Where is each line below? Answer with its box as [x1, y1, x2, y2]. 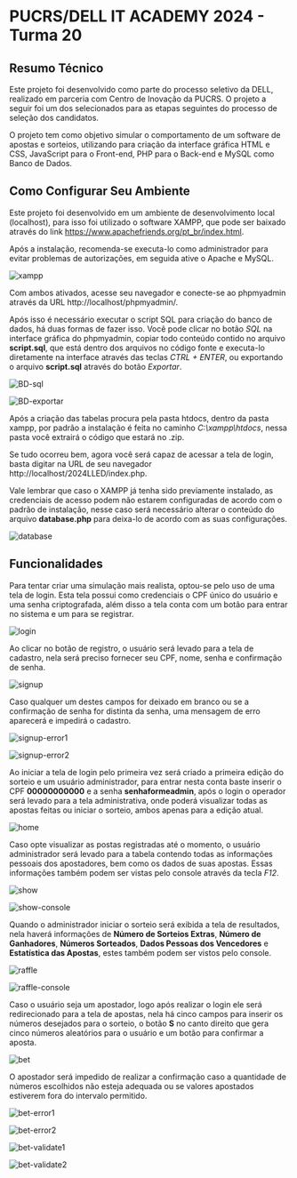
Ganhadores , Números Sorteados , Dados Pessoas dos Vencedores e [9, 938, 269, 949]
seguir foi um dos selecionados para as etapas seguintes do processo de [9, 103, 277, 113]
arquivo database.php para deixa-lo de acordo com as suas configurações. [9, 513, 287, 524]
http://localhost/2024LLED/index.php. [9, 468, 148, 478]
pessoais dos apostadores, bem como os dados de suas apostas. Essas [9, 858, 273, 869]
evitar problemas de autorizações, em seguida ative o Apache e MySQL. [9, 252, 274, 263]
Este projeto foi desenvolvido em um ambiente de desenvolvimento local [9, 207, 276, 218]
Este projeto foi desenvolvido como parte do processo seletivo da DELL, [9, 84, 274, 94]
